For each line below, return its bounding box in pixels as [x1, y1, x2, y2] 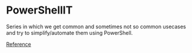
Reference [6, 41, 31, 48]
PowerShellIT [6, 4, 73, 17]
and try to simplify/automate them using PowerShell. [6, 29, 133, 36]
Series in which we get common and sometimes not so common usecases [6, 23, 187, 30]
